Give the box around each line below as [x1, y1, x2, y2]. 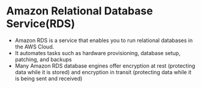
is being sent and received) [14, 75, 83, 82]
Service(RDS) [6, 17, 75, 31]
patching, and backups [14, 56, 72, 63]
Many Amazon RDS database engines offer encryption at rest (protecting [14, 62, 196, 69]
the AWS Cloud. [14, 43, 55, 50]
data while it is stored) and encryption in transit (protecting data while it [14, 68, 192, 75]
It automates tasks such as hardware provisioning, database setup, [14, 49, 181, 56]
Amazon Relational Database [6, 4, 153, 18]
